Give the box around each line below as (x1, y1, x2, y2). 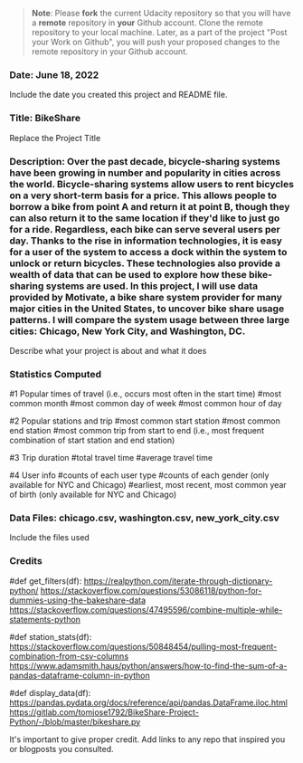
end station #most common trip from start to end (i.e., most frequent (9, 425, 265, 436)
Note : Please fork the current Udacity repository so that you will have (31, 8, 291, 18)
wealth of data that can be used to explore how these (9, 268, 247, 281)
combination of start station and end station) (9, 434, 175, 446)
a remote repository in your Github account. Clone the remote (31, 17, 264, 28)
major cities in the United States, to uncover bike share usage (9, 302, 285, 315)
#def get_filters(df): (9, 575, 82, 587)
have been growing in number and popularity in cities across (9, 167, 281, 179)
